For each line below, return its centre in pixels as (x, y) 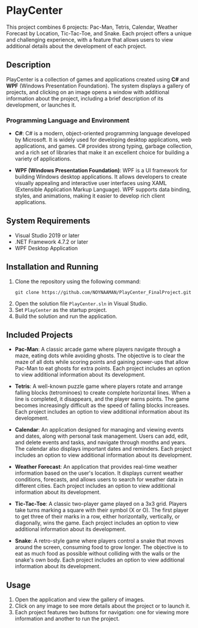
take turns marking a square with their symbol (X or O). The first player (102, 510)
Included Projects (40, 335)
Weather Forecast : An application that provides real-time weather (96, 467)
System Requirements (48, 221)
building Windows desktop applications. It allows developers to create (101, 177)
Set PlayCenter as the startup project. (61, 310)
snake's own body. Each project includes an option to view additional (100, 560)
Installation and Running (52, 267)
